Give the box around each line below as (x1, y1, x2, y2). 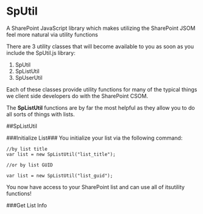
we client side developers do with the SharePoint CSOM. (6, 92, 148, 99)
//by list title (6, 146, 48, 152)
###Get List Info (6, 201, 48, 209)
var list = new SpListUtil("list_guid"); (6, 173, 113, 179)
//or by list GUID (6, 162, 53, 168)
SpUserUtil (15, 74, 43, 81)
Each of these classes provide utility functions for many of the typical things (6, 85, 198, 93)
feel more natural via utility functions (6, 30, 99, 38)
